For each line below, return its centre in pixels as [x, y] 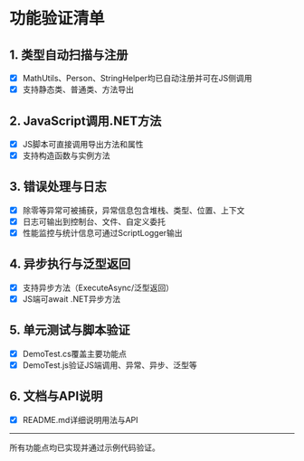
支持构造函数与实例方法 [66, 155]
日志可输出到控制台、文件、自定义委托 [94, 221]
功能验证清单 [57, 19]
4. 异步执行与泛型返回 [70, 264]
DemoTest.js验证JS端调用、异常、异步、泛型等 [109, 365]
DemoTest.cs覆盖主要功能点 [75, 353]
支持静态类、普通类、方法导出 [78, 89]
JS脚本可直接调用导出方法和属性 [83, 144]
